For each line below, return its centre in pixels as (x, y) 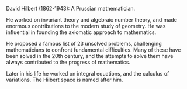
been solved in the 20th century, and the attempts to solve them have (90, 56)
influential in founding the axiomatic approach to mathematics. (81, 32)
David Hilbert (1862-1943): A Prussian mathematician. (71, 8)
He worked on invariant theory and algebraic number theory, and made (91, 20)
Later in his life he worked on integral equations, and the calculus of (88, 73)
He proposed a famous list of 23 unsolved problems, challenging (84, 44)
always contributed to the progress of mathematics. (68, 62)
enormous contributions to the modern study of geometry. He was (86, 26)
